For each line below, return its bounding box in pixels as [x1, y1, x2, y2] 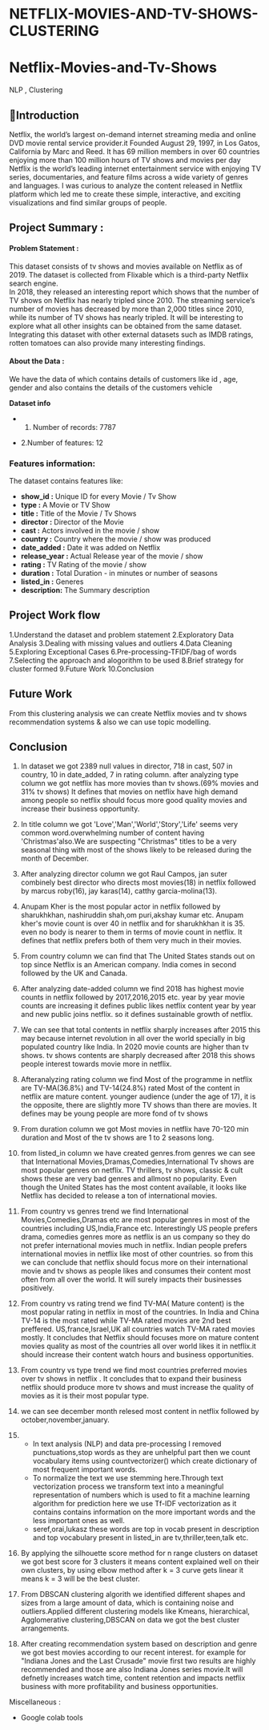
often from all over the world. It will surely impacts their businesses [20, 1274, 243, 1284]
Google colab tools [20, 1713, 83, 1723]
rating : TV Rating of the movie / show [20, 560, 147, 569]
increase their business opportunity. [20, 804, 140, 814]
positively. [20, 1283, 55, 1293]
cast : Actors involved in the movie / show [20, 526, 160, 536]
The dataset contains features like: [9, 476, 123, 486]
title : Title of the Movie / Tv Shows [20, 508, 137, 518]
